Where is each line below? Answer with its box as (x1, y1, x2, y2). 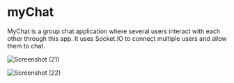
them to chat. (7, 41, 45, 50)
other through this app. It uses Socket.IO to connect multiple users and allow (7, 34, 227, 42)
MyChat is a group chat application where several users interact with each (7, 27, 221, 35)
